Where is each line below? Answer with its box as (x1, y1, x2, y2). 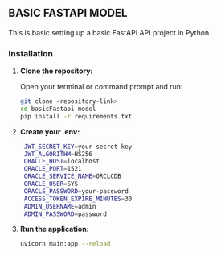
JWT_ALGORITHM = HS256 (23, 150, 93, 158)
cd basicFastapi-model (19, 105, 96, 113)
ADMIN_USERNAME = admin (23, 202, 96, 210)
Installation (8, 47, 54, 59)
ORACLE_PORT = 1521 (23, 165, 82, 173)
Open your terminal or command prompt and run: (19, 82, 183, 92)
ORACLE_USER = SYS (23, 180, 79, 188)
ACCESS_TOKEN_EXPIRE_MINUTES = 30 (23, 195, 133, 203)
